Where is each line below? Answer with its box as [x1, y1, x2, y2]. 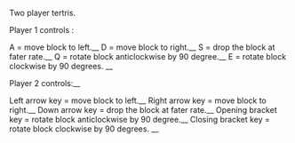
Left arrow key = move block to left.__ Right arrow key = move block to [9, 95, 267, 106]
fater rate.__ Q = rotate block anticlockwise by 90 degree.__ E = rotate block [9, 52, 287, 61]
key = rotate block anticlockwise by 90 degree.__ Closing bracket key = [9, 115, 271, 124]
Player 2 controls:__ [9, 78, 81, 88]
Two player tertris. [9, 8, 76, 18]
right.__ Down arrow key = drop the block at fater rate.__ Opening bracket [9, 105, 277, 115]
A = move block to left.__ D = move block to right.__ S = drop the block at [9, 42, 275, 52]
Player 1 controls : [9, 25, 75, 35]
